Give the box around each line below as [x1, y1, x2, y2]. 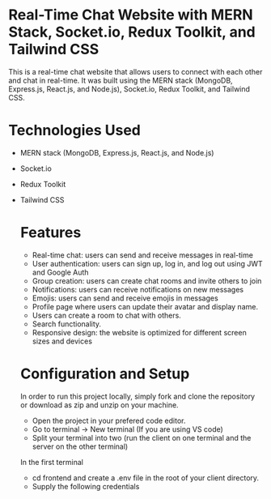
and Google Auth [32, 267, 89, 277]
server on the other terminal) [32, 441, 129, 451]
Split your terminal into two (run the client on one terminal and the [32, 433, 252, 442]
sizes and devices [32, 336, 93, 346]
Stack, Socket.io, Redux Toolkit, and [8, 23, 256, 41]
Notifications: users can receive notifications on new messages [32, 284, 244, 294]
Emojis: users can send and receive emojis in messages [32, 293, 218, 303]
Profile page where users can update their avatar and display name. [32, 301, 259, 311]
